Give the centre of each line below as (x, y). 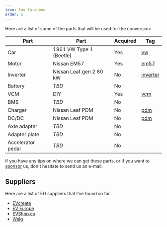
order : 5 (14, 14)
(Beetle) (62, 55)
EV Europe (23, 209)
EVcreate (22, 203)
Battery (16, 86)
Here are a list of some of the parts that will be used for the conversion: (78, 28)
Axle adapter (23, 126)
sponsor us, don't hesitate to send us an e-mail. (54, 166)
